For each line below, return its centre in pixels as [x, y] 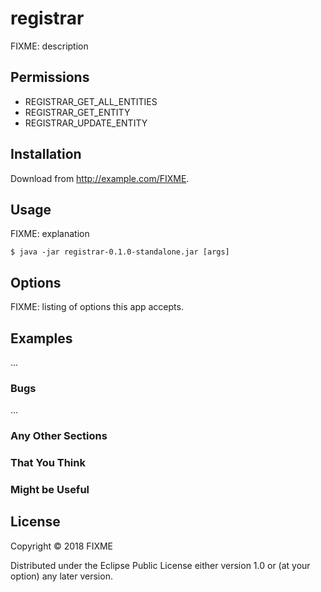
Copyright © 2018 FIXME [62, 546]
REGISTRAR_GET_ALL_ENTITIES [91, 101]
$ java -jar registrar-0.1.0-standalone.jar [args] [120, 252]
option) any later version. [61, 576]
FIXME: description [49, 46]
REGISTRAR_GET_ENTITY [77, 112]
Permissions [50, 77]
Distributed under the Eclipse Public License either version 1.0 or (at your [160, 565]
